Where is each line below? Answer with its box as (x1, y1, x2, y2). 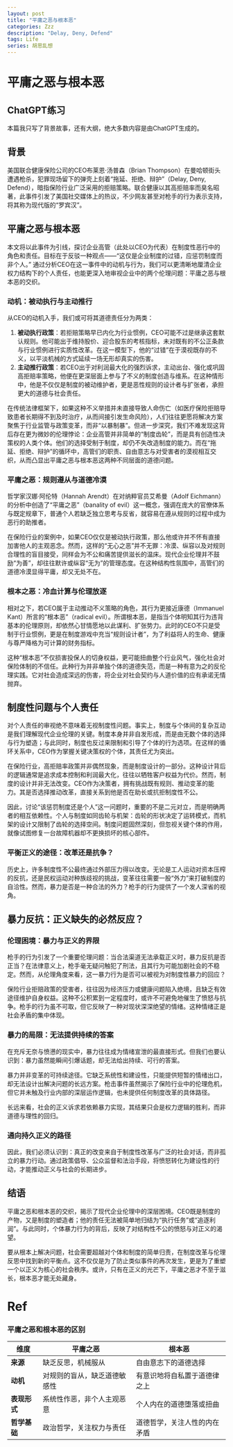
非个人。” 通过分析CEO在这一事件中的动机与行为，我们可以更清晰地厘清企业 (7, 260, 222, 268)
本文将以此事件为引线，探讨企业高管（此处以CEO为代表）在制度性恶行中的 (7, 242, 221, 251)
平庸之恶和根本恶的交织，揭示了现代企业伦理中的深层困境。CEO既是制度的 (7, 1207, 221, 1215)
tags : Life (7, 36, 39, 43)
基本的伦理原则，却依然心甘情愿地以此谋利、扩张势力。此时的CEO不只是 (7, 621, 215, 629)
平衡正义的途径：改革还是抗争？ (7, 848, 114, 858)
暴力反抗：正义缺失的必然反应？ (7, 914, 144, 926)
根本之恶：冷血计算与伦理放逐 (7, 587, 107, 596)
